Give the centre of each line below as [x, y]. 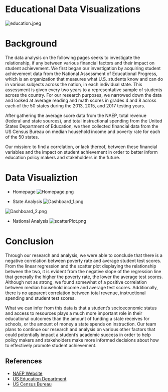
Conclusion [30, 241]
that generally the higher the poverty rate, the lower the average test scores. [84, 277]
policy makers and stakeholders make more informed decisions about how [82, 340]
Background [31, 44]
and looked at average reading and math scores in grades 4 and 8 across [81, 100]
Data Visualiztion [42, 178]
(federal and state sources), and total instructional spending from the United [84, 121]
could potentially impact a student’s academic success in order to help [78, 335]
